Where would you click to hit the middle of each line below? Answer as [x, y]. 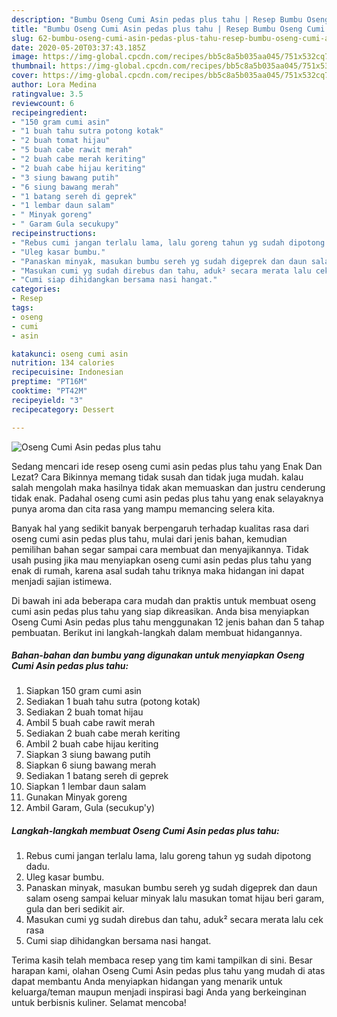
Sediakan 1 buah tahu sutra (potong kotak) [113, 702]
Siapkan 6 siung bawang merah [91, 765]
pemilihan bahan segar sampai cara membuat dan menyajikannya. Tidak [160, 549]
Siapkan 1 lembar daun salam [86, 787]
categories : [36, 289]
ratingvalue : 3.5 [47, 94]
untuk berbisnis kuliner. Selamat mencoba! [99, 1003]
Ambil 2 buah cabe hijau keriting [92, 744]
